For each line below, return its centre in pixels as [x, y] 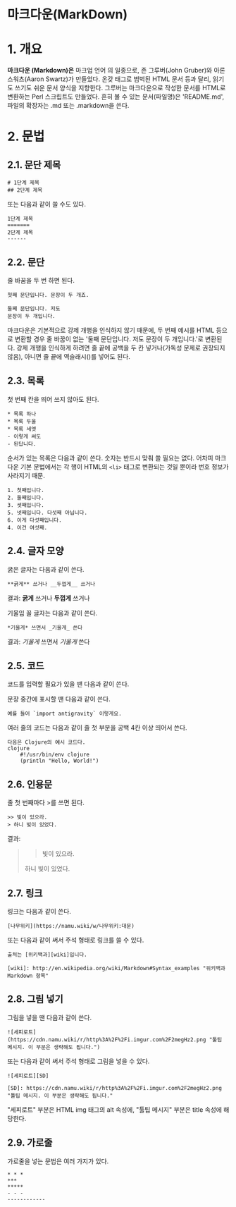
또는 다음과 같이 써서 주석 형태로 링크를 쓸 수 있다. [76, 940]
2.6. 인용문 [30, 784]
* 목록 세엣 [22, 429]
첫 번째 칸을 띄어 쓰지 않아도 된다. [53, 399]
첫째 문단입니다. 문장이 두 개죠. [48, 295]
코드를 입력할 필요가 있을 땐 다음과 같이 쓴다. [68, 684]
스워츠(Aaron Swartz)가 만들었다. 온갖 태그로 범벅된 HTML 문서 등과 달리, [109, 79]
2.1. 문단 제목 [34, 165]
